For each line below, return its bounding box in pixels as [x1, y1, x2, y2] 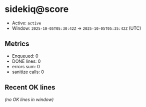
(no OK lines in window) [4, 96, 54, 103]
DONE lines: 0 [11, 58, 41, 64]
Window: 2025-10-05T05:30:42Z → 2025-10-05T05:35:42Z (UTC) [11, 25, 141, 31]
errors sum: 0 [11, 63, 40, 69]
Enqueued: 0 [11, 53, 38, 59]
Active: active [11, 20, 41, 26]
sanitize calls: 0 [11, 69, 44, 75]
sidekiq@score [4, 3, 69, 15]
